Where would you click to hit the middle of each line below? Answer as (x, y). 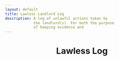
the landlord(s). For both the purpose (74, 23)
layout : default (21, 9)
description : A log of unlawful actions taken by (57, 18)
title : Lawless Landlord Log (35, 14)
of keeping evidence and (59, 27)
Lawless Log (82, 51)
